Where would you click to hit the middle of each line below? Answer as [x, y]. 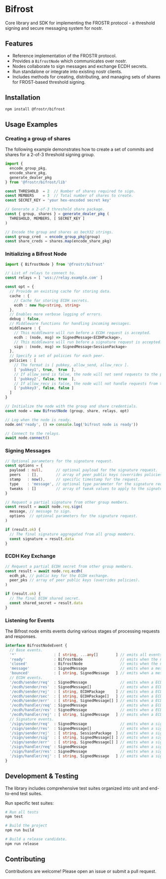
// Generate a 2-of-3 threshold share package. [55, 209]
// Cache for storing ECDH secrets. [52, 300]
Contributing [25, 859]
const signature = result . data [42, 539]
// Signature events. [32, 719]
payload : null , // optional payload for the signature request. [84, 470]
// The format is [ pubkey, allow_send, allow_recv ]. [72, 365]
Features [19, 44]
